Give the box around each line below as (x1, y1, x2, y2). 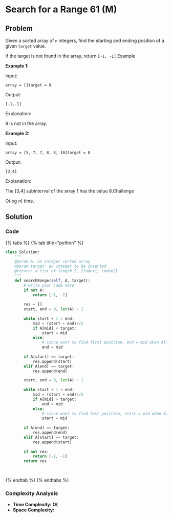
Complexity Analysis (5, 490, 58, 497)
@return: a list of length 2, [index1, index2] (14, 269, 118, 274)
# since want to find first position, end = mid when (41, 340, 159, 345)
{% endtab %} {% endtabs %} (5, 477, 69, 483)
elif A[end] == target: (24, 363, 74, 369)
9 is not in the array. (5, 120, 48, 126)
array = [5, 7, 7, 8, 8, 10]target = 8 (5, 150, 91, 155)
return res (24, 459, 47, 464)
